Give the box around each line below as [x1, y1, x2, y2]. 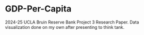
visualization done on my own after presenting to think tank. [5, 24, 125, 30]
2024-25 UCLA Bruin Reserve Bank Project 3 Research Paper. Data [5, 19, 139, 25]
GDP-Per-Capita [5, 3, 72, 14]
